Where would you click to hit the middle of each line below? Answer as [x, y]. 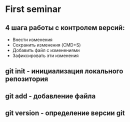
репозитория [27, 79]
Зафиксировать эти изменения [45, 55]
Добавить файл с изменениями [46, 50]
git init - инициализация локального [64, 71]
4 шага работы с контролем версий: [65, 28]
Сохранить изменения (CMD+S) [46, 45]
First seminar [33, 9]
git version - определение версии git [65, 113]
